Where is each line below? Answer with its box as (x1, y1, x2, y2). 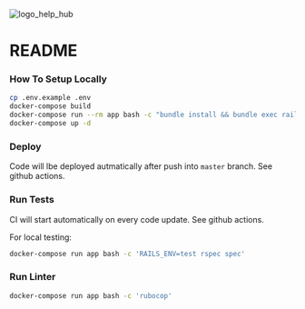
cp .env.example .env (9, 94, 92, 103)
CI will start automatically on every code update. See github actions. (9, 214, 265, 224)
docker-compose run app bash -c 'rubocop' (9, 291, 172, 300)
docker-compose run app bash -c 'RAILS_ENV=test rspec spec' (9, 249, 246, 258)
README (9, 41, 78, 61)
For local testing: (9, 232, 73, 243)
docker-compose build (9, 102, 92, 111)
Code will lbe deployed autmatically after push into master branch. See (9, 161, 273, 172)
